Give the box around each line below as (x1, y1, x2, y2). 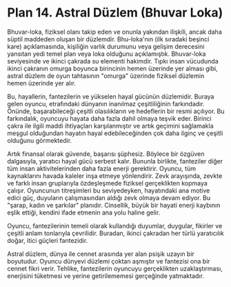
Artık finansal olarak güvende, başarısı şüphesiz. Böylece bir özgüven (7, 150, 205, 158)
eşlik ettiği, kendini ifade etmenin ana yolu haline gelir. (7, 208, 161, 217)
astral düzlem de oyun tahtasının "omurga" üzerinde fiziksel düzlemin (7, 71, 205, 80)
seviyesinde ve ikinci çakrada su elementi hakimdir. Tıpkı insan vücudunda (7, 57, 219, 65)
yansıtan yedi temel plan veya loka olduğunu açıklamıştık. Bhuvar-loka (7, 50, 206, 58)
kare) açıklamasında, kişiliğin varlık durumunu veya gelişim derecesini (7, 42, 205, 50)
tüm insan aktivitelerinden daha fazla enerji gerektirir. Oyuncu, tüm (7, 164, 197, 172)
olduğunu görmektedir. (7, 136, 72, 144)
